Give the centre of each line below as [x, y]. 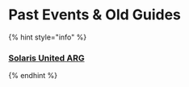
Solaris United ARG [46, 58]
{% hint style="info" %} [48, 37]
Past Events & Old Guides [95, 15]
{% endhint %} [33, 76]
